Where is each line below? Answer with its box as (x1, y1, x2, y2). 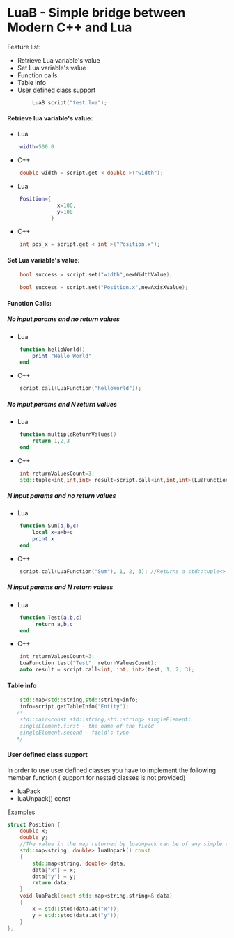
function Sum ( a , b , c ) (19, 522, 79, 530)
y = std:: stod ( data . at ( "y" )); (32, 912, 120, 919)
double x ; (19, 827, 49, 835)
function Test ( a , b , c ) (19, 614, 82, 621)
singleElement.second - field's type (19, 729, 130, 736)
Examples (7, 808, 36, 816)
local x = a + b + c (32, 529, 73, 536)
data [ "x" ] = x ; (32, 866, 77, 873)
